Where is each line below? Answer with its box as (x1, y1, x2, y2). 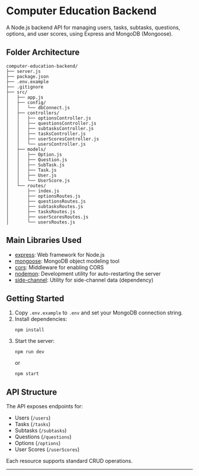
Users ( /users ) (14, 414, 51, 421)
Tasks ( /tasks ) (14, 421, 51, 428)
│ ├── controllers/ (6, 110, 60, 116)
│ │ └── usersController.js (6, 141, 86, 147)
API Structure (6, 387, 57, 397)
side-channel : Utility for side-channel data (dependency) (14, 276, 154, 283)
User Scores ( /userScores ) (14, 446, 80, 453)
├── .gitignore (6, 84, 44, 90)
